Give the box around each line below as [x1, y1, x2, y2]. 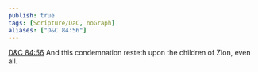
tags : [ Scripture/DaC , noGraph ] [8, 19, 115, 27]
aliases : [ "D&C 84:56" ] [8, 26, 87, 34]
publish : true [8, 11, 56, 20]
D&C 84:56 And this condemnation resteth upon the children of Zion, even [8, 48, 252, 58]
